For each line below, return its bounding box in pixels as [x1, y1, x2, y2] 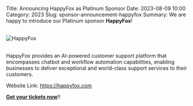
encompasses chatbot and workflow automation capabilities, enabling [6, 58, 175, 65]
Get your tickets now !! [6, 93, 61, 100]
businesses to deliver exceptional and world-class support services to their [6, 65, 187, 72]
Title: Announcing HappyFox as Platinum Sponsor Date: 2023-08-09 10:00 [6, 5, 186, 12]
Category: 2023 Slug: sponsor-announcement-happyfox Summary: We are [6, 11, 186, 18]
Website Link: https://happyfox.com [6, 82, 92, 89]
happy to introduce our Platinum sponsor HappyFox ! [6, 17, 133, 24]
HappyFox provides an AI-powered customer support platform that [6, 52, 167, 59]
